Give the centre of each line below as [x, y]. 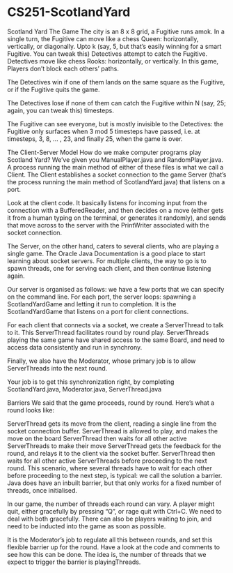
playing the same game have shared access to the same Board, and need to [116, 340]
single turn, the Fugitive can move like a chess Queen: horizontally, [103, 38]
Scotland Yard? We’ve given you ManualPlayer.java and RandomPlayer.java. [115, 159]
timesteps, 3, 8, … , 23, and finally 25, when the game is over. [95, 139]
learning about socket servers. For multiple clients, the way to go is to [107, 261]
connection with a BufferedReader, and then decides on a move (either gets [115, 210]
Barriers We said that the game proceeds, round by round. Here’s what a [111, 403]
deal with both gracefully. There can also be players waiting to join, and [110, 519]
